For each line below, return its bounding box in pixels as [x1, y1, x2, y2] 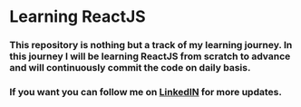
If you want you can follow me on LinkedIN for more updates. [9, 86, 283, 99]
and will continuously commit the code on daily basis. [9, 62, 251, 74]
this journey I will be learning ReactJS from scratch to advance [9, 50, 291, 63]
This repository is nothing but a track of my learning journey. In [9, 39, 293, 52]
